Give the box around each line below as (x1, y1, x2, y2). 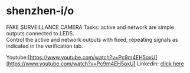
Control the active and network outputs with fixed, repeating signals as (6, 36, 178, 43)
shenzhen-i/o (6, 4, 74, 18)
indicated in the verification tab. (6, 42, 84, 49)
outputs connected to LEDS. (6, 29, 75, 36)
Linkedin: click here (136, 60, 184, 67)
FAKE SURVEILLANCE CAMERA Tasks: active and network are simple (6, 24, 174, 31)
